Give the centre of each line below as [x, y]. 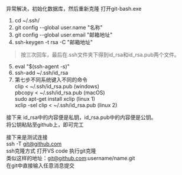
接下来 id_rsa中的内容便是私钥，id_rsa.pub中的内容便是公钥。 [81, 117]
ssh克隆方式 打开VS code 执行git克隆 [51, 151]
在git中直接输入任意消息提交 [40, 166]
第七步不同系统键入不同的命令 [51, 80]
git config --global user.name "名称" [58, 27]
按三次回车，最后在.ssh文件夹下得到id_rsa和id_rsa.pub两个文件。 [100, 55]
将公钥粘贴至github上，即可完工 [45, 125]
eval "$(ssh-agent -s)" [42, 66]
